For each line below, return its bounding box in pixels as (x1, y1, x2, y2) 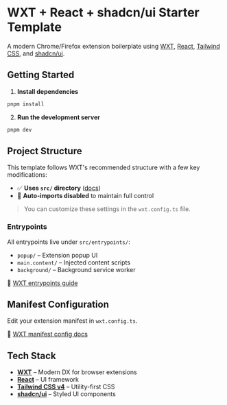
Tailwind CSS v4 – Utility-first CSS (16, 382, 115, 391)
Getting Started (7, 69, 75, 81)
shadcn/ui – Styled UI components (16, 390, 117, 398)
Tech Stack (7, 349, 56, 361)
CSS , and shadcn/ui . (7, 49, 65, 58)
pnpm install (7, 101, 45, 108)
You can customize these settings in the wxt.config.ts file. (23, 205, 191, 213)
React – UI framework (16, 376, 80, 384)
